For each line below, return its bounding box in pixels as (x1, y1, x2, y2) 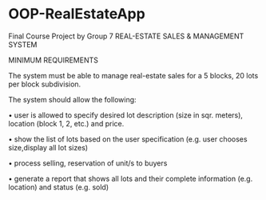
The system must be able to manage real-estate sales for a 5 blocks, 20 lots (8, 70, 259, 80)
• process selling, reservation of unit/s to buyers (8, 158, 168, 168)
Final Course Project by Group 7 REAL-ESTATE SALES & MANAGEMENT (8, 31, 244, 41)
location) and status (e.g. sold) (8, 182, 109, 192)
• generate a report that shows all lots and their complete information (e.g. (8, 174, 253, 183)
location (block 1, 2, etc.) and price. (8, 118, 125, 128)
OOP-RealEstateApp (8, 5, 145, 23)
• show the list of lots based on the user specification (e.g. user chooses (8, 134, 248, 144)
